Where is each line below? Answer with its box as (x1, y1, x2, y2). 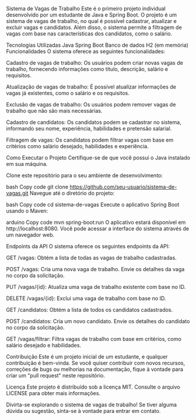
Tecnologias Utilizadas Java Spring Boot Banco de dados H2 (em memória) (6, 41, 189, 48)
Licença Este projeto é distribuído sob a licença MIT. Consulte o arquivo (6, 383, 181, 390)
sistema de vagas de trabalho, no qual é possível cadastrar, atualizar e (6, 18, 177, 24)
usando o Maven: (6, 207, 48, 214)
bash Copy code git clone (6, 183, 69, 190)
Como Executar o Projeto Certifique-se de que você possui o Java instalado (6, 154, 190, 161)
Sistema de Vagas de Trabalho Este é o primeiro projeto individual (6, 5, 166, 12)
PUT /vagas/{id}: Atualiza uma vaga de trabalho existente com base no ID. (6, 284, 186, 290)
